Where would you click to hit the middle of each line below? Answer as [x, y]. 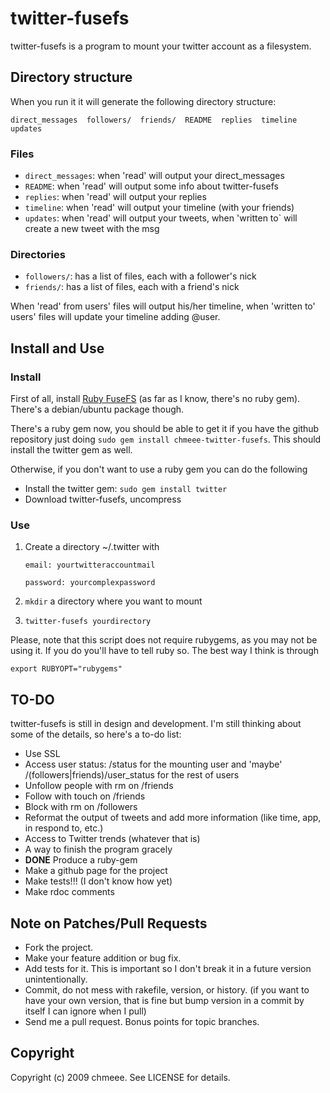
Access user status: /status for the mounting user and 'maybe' [153, 764]
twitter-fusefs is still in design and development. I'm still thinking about [156, 724]
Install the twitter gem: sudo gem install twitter [126, 489]
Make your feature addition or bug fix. [103, 958]
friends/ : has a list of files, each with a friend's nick [132, 287]
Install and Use [57, 348]
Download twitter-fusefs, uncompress [103, 499]
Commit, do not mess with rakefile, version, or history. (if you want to [167, 989]
